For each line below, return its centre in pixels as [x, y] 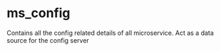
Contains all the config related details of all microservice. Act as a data [110, 33]
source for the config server [48, 40]
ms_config [38, 13]
